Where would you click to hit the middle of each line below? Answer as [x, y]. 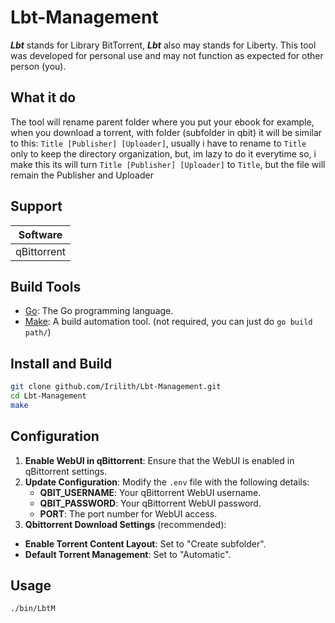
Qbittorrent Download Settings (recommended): [125, 524]
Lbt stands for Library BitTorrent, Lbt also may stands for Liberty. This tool [163, 45]
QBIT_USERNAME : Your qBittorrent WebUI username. [150, 492]
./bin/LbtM [33, 609]
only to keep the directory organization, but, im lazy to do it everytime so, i [163, 153]
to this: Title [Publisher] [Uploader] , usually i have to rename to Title [158, 143]
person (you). [38, 66]
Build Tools [46, 286]
